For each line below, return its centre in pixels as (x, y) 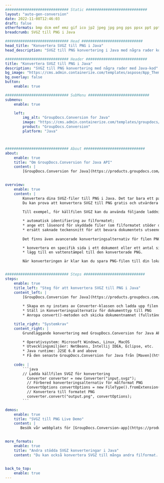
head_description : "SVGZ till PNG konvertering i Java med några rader (79, 50)
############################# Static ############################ (76, 10)
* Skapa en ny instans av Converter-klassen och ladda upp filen (91, 306)
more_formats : (20, 441)
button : (13, 82)
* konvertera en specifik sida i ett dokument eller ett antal (88, 248)
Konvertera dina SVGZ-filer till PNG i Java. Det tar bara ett (88, 198)
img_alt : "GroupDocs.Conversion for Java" (66, 118)
